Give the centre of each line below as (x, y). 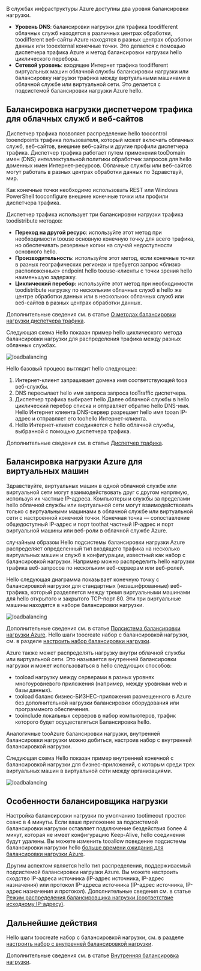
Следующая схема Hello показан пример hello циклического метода (94, 332)
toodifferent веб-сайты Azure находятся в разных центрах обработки (103, 39)
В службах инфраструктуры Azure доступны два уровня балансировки (97, 9)
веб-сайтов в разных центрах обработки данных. (78, 303)
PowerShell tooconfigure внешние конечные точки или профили (87, 196)
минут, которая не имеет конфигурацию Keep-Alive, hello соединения (96, 835)
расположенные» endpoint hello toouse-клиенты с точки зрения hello (103, 271)
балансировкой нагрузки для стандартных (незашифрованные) (88, 585)
